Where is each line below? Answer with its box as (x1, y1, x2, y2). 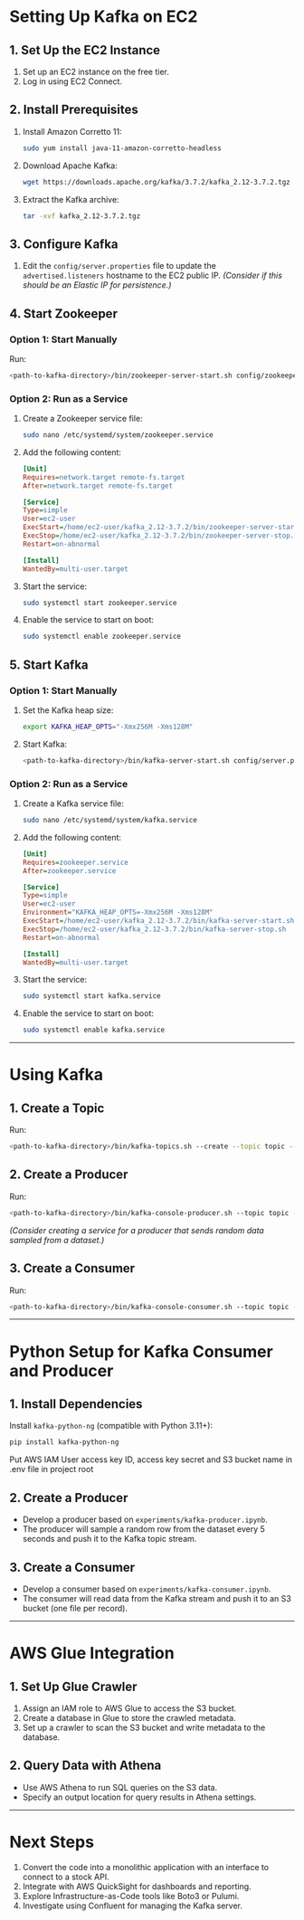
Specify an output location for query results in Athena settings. (22, 1792, 257, 1802)
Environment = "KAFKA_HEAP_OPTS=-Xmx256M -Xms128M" (22, 908, 214, 917)
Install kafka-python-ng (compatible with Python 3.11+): (9, 1421, 214, 1431)
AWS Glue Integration (9, 1643, 175, 1664)
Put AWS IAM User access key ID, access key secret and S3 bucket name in (9, 1454, 292, 1465)
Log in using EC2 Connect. (22, 76, 123, 87)
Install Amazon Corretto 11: (22, 126, 122, 137)
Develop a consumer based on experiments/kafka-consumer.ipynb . (22, 1583, 271, 1594)
